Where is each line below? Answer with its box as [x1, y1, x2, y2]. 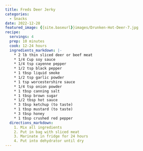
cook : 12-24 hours [9, 43, 47, 48]
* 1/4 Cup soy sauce [14, 57, 56, 62]
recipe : [5, 30, 21, 35]
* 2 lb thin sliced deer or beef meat [14, 52, 93, 57]
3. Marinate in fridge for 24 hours [14, 134, 89, 139]
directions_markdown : [9, 120, 54, 125]
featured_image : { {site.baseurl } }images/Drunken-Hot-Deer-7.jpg [5, 25, 139, 30]
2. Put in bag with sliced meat [14, 130, 80, 134]
